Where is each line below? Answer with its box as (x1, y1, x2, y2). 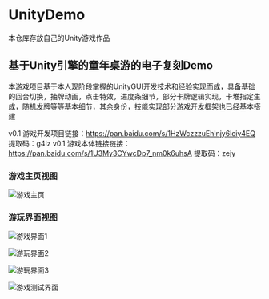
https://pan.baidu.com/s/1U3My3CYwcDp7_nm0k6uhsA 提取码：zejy (8, 148, 236, 157)
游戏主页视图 (8, 170, 58, 181)
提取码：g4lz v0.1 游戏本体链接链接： (8, 138, 130, 148)
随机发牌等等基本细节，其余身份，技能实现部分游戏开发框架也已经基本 (22, 102, 254, 111)
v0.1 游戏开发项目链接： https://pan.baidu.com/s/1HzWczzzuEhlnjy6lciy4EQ (8, 128, 256, 138)
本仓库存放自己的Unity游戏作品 (8, 33, 110, 42)
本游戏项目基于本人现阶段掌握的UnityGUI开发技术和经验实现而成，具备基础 (8, 82, 256, 91)
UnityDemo (8, 6, 86, 24)
